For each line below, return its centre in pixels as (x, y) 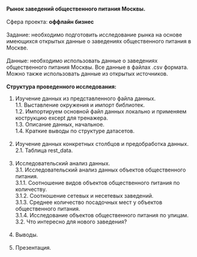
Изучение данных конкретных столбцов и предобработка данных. (102, 144)
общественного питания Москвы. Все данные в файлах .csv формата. (97, 67)
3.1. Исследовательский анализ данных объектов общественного (100, 170)
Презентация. (33, 248)
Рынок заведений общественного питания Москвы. (76, 9)
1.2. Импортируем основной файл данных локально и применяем (101, 111)
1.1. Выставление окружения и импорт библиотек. (80, 105)
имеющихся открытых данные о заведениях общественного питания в (99, 41)
